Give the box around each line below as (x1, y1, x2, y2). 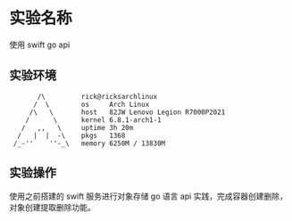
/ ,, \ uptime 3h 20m (21, 123, 134, 132)
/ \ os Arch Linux (32, 100, 150, 109)
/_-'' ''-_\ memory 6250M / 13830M (13, 139, 166, 148)
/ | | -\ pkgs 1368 (17, 131, 126, 140)
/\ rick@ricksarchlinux (37, 92, 158, 101)
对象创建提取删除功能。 (9, 201, 96, 212)
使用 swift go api (9, 39, 71, 50)
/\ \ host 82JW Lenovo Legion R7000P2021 (29, 108, 226, 117)
